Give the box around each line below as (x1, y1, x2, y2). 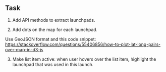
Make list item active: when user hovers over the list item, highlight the (12, 56, 156, 62)
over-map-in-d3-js (5, 46, 44, 52)
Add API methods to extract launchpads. (12, 17, 95, 23)
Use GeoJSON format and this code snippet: (5, 36, 96, 42)
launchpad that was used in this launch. (12, 61, 94, 67)
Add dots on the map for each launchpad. (12, 27, 98, 33)
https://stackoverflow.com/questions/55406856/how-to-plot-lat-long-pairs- (5, 41, 161, 47)
